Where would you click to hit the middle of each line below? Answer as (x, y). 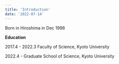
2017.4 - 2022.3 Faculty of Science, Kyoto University (57, 47)
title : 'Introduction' (28, 9)
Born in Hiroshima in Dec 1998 (35, 28)
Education (15, 37)
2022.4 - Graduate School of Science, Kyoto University (60, 56)
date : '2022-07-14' (25, 14)
